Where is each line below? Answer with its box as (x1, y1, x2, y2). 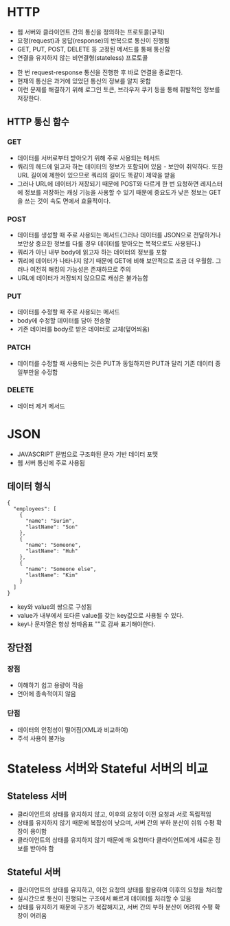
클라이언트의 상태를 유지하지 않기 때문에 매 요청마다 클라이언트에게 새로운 (16, 835, 214, 843)
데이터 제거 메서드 (16, 402, 65, 410)
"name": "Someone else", (25, 566, 97, 572)
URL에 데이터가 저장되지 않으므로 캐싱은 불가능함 (16, 273, 149, 282)
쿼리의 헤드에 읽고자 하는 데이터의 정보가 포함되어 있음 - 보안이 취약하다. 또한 (16, 162, 223, 171)
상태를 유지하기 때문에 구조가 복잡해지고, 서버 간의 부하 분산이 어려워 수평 (16, 903, 214, 912)
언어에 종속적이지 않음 (16, 689, 77, 698)
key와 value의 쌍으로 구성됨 (16, 603, 93, 611)
